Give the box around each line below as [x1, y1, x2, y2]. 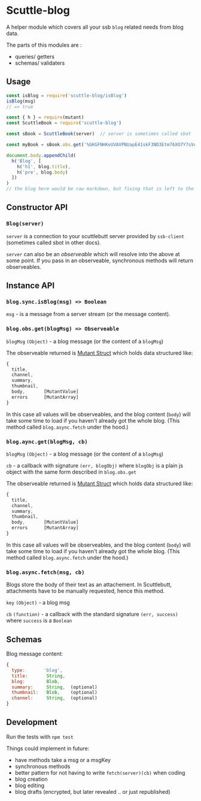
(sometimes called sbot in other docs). [6, 239, 102, 246]
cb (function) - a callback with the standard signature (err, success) [6, 611, 178, 618]
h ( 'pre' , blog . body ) [17, 169, 68, 175]
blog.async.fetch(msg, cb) [6, 569, 85, 575]
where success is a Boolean [6, 617, 72, 624]
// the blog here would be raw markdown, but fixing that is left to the [6, 186, 194, 192]
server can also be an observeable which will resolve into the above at [6, 250, 181, 257]
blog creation [14, 775, 48, 782]
